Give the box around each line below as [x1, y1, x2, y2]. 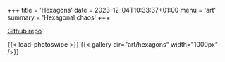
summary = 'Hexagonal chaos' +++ [7, 13, 111, 22]
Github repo [7, 27, 42, 35]
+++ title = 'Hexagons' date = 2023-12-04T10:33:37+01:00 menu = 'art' [7, 6, 217, 14]
